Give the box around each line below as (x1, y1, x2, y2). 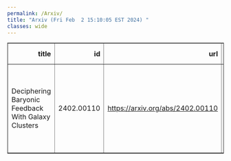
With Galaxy (11, 112, 51, 122)
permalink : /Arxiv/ (7, 10, 63, 17)
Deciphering (11, 86, 52, 96)
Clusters (11, 121, 39, 130)
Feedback (11, 103, 44, 113)
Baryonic (11, 95, 41, 105)
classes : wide (7, 23, 48, 29)
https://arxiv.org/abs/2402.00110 (107, 103, 219, 113)
